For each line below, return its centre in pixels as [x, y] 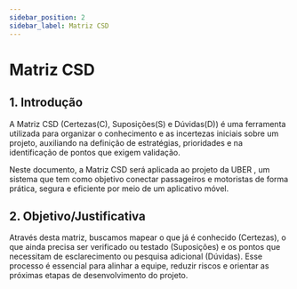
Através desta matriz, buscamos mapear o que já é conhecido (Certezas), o [148, 237]
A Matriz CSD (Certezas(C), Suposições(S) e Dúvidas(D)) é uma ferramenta [148, 124]
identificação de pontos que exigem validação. [95, 152]
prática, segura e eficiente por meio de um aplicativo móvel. [119, 189]
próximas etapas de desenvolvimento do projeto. [99, 276]
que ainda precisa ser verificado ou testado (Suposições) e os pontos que [145, 247]
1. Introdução [46, 103]
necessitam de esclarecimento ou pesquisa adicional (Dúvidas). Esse [136, 257]
